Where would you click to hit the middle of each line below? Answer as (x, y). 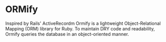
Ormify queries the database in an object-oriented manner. (67, 34)
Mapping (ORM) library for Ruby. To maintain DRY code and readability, (80, 28)
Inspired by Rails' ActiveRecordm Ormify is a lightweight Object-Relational (83, 23)
